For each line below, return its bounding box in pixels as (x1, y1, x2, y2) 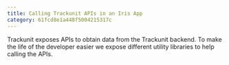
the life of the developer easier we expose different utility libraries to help (7, 42, 215, 51)
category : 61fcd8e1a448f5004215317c (7, 16, 112, 23)
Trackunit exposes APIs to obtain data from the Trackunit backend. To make (7, 35, 222, 43)
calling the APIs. (7, 49, 53, 58)
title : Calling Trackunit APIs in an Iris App (7, 10, 143, 17)
